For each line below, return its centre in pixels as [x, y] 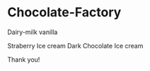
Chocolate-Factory [64, 12]
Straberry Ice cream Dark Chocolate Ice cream [75, 45]
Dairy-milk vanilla [33, 32]
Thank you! [24, 59]
